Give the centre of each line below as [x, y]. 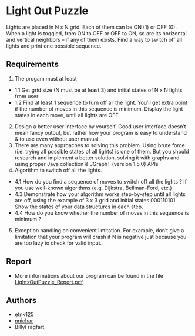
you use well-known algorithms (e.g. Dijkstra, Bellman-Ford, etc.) [93, 188]
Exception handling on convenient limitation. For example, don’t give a [99, 230]
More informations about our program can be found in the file [89, 275]
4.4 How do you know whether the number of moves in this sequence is [102, 212]
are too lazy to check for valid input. [58, 243]
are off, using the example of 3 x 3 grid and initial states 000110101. [96, 200]
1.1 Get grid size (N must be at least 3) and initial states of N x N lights [98, 90]
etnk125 [24, 315]
